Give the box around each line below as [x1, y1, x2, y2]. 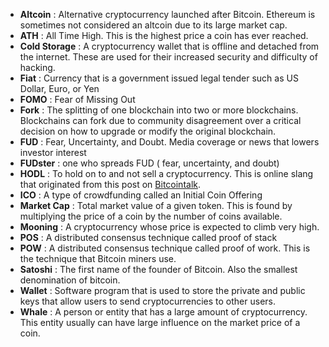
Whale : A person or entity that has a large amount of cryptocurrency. [19, 306, 308, 318]
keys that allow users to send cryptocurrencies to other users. [19, 295, 277, 307]
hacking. [19, 62, 56, 73]
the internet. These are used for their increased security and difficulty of [19, 51, 318, 63]
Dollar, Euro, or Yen [19, 83, 100, 94]
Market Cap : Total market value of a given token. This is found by [19, 200, 293, 211]
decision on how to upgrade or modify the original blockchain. [19, 125, 277, 137]
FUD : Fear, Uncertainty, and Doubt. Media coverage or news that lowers [19, 136, 320, 148]
